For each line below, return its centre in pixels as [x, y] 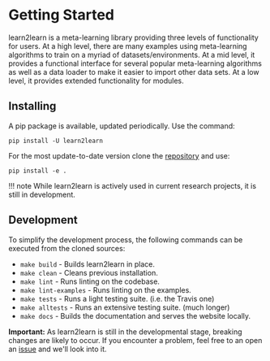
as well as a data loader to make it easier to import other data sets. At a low [134, 72]
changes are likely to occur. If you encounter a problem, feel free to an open [135, 340]
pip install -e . [38, 171]
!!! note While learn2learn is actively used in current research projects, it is [133, 185]
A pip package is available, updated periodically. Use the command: [122, 126]
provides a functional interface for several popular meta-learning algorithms [135, 63]
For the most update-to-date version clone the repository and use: [119, 155]
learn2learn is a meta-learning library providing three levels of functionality [134, 37]
